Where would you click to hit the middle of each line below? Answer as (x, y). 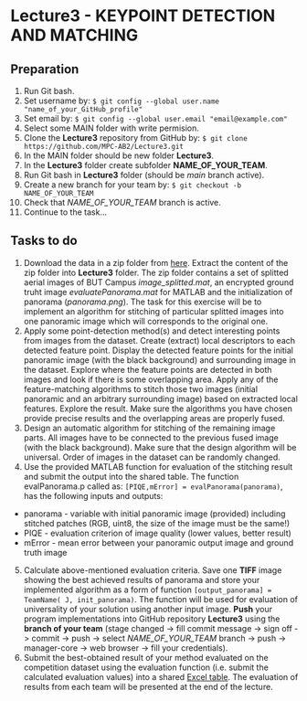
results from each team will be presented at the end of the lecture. (148, 686)
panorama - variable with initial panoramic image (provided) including (154, 514)
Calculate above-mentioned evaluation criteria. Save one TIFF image (153, 570)
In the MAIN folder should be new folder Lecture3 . (118, 155)
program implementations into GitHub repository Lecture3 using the (152, 619)
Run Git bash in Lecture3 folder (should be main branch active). (144, 175)
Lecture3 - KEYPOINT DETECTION (143, 16)
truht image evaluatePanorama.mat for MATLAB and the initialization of (158, 292)
